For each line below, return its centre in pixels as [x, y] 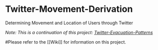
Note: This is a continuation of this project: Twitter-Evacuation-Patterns [79, 32]
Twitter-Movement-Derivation [69, 9]
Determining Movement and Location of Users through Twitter [69, 23]
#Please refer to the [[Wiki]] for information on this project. [66, 42]
